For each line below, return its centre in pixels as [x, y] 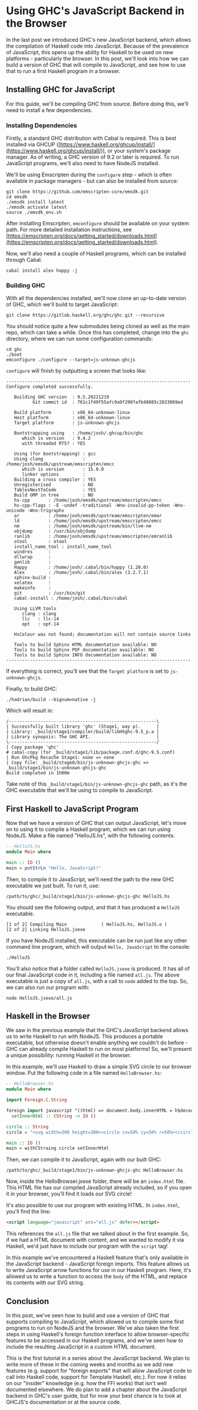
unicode [16, 511]
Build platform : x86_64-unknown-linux [72, 413]
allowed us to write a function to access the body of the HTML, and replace [97, 1276]
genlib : [32, 562]
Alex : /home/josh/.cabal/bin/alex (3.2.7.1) [81, 573]
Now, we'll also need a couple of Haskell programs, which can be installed [96, 254]
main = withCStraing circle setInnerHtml [58, 1148]
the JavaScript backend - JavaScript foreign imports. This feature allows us [98, 1264]
